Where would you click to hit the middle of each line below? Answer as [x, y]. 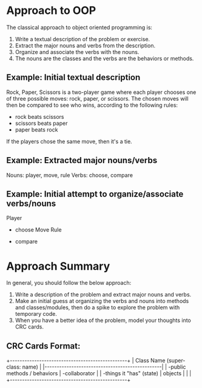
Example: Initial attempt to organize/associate [95, 194]
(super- [176, 361]
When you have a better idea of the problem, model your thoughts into [103, 320]
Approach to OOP [51, 11]
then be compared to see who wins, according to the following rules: [92, 105]
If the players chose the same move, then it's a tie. [69, 141]
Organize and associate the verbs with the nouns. [77, 52]
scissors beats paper [41, 123]
